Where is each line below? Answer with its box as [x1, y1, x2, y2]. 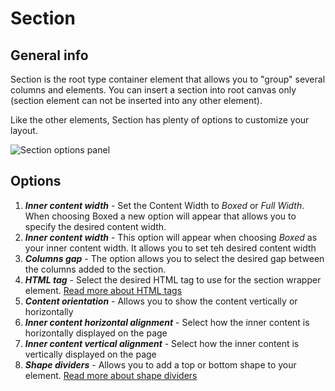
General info [10, 47, 89, 64]
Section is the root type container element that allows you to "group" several [10, 73, 326, 85]
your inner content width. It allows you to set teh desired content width [24, 242, 317, 254]
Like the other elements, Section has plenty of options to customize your [10, 114, 310, 126]
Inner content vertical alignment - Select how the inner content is [24, 337, 300, 349]
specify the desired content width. [24, 220, 167, 232]
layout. [10, 125, 38, 136]
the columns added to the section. [24, 263, 167, 275]
